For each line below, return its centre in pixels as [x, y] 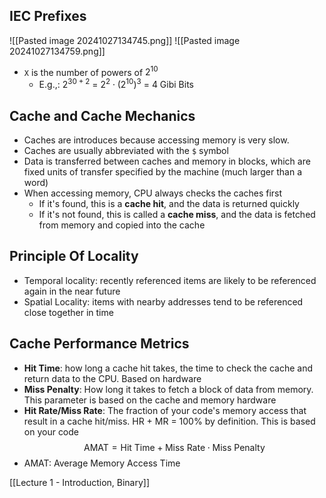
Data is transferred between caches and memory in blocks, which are [167, 161]
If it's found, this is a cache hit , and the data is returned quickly [169, 203]
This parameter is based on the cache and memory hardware [150, 400]
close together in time [68, 312]
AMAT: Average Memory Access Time [102, 463]
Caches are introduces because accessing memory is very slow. [156, 140]
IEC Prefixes [48, 16]
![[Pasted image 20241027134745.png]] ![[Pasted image [125, 40]
